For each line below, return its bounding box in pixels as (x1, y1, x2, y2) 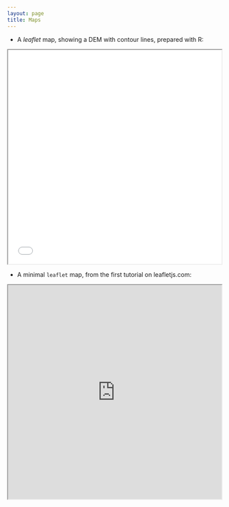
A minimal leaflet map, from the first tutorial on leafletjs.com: (16, 270, 192, 278)
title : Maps (7, 16, 41, 23)
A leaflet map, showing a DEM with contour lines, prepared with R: (16, 35, 204, 43)
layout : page (7, 10, 44, 17)
